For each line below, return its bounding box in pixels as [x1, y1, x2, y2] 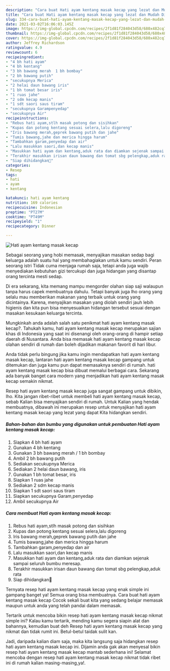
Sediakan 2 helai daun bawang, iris [13, 466, 86, 472]
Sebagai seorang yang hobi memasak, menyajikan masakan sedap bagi [6, 252, 154, 258]
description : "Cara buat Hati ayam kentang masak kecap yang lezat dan [6, 7, 159, 13]
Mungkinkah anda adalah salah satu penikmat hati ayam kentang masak [6, 320, 155, 326]
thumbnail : [6, 31, 29, 36]
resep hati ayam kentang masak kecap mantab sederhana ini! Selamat [6, 649, 151, 655]
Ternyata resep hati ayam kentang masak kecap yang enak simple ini [6, 586, 149, 593]
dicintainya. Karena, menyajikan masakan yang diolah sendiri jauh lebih [6, 299, 153, 305]
